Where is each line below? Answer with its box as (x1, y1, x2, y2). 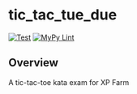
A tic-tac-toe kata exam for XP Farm (8, 77, 130, 87)
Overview (8, 56, 59, 70)
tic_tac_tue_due (8, 6, 118, 24)
